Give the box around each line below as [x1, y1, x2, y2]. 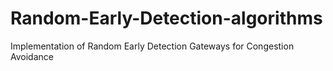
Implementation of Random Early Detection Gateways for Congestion [10, 40, 295, 52]
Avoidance [10, 50, 54, 62]
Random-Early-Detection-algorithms [10, 7, 323, 30]
